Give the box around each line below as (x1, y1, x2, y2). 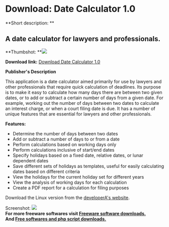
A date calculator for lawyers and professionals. (5, 35, 161, 43)
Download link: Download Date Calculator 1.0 (5, 59, 100, 65)
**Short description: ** (5, 20, 54, 26)
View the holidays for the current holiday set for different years (12, 174, 144, 180)
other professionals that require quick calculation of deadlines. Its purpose (5, 83, 161, 90)
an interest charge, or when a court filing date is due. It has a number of (5, 105, 156, 111)
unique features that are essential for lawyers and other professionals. (5, 110, 152, 117)
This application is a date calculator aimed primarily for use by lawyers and (5, 78, 162, 84)
